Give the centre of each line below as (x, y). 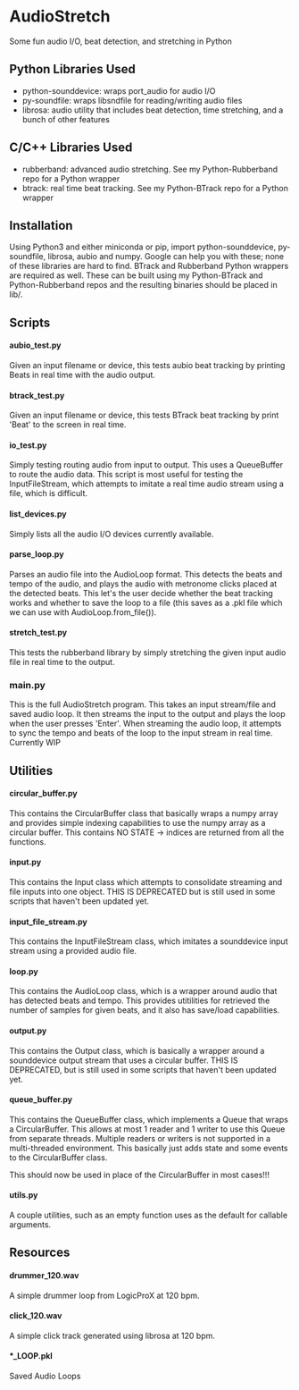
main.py (28, 685)
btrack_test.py (37, 395)
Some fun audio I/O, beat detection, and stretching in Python (120, 41)
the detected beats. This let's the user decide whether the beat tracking (141, 593)
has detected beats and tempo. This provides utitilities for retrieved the (140, 1001)
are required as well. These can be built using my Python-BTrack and (136, 275)
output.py (28, 1031)
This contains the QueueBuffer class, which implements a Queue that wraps (149, 1119)
